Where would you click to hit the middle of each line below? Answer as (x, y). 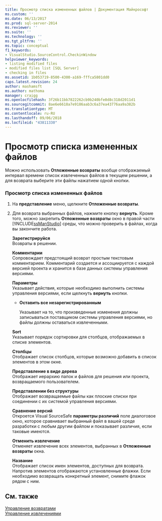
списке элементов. (32, 342)
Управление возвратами (30, 508)
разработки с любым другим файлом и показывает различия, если (82, 426)
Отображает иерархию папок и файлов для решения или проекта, (81, 376)
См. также (22, 496)
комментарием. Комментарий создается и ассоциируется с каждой (83, 263)
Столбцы (22, 351)
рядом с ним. (26, 481)
